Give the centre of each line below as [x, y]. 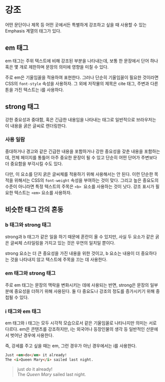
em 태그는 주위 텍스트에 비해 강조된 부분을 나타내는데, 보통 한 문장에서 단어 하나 [82, 61]
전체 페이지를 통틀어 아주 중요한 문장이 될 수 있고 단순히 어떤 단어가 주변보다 [84, 157]
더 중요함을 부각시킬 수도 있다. [34, 164]
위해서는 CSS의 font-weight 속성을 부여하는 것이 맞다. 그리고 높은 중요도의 [86, 180]
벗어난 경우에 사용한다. [32, 335]
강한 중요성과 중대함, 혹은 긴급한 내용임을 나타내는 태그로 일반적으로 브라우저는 [81, 119]
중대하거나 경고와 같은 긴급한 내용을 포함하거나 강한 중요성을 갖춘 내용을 [74, 151]
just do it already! [35, 369]
